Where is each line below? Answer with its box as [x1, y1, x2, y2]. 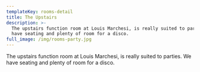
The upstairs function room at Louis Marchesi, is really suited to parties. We [6, 53, 192, 60]
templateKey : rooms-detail [6, 8, 73, 15]
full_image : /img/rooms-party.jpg [6, 36, 92, 42]
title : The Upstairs [6, 14, 58, 20]
